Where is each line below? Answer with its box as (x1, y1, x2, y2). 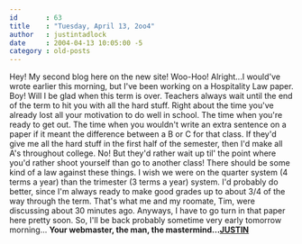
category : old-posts (9, 47, 91, 56)
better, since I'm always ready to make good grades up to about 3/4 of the (9, 186, 286, 197)
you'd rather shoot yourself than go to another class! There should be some (9, 158, 290, 168)
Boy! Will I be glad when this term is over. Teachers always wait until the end (9, 91, 293, 102)
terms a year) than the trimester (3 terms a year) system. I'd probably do (9, 176, 279, 187)
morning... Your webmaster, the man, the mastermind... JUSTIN (9, 224, 250, 235)
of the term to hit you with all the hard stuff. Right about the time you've (9, 100, 274, 111)
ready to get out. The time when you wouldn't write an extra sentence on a (9, 119, 287, 131)
